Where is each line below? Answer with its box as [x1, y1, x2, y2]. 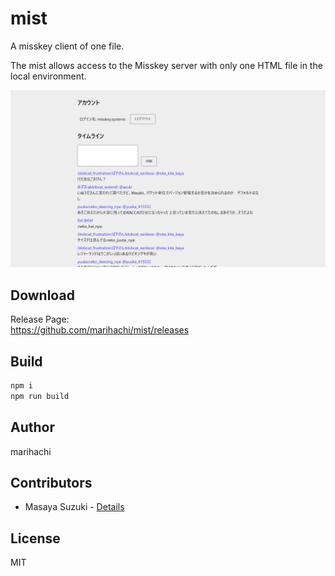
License [10, 530, 61, 547]
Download [10, 287, 75, 304]
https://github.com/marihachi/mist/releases [10, 324, 190, 336]
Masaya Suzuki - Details [24, 501, 125, 513]
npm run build [10, 391, 70, 401]
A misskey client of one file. [10, 40, 125, 52]
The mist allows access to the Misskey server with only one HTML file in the [10, 59, 323, 71]
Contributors [10, 475, 93, 492]
